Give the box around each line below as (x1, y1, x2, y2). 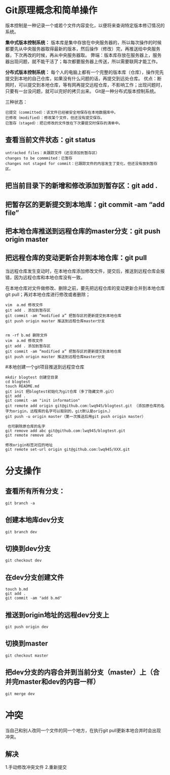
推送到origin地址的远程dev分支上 (5, 611, 110, 619)
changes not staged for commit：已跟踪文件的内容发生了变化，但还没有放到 (5, 161, 150, 166)
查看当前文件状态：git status (5, 136, 96, 144)
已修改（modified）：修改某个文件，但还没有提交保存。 (5, 115, 105, 120)
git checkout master (5, 653, 49, 658)
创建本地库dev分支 (5, 515, 64, 524)
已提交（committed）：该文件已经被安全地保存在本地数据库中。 (5, 110, 118, 115)
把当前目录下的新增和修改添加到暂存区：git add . (5, 182, 158, 190)
